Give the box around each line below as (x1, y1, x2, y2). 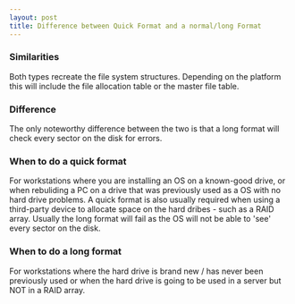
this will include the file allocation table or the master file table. (9, 80, 240, 91)
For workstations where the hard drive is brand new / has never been (9, 266, 264, 276)
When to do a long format (9, 245, 122, 258)
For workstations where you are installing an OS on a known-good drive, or (9, 175, 286, 186)
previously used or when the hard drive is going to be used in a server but (9, 274, 282, 286)
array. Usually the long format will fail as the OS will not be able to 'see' (9, 214, 271, 224)
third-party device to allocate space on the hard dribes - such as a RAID (9, 204, 274, 215)
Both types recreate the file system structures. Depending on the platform (9, 71, 282, 81)
